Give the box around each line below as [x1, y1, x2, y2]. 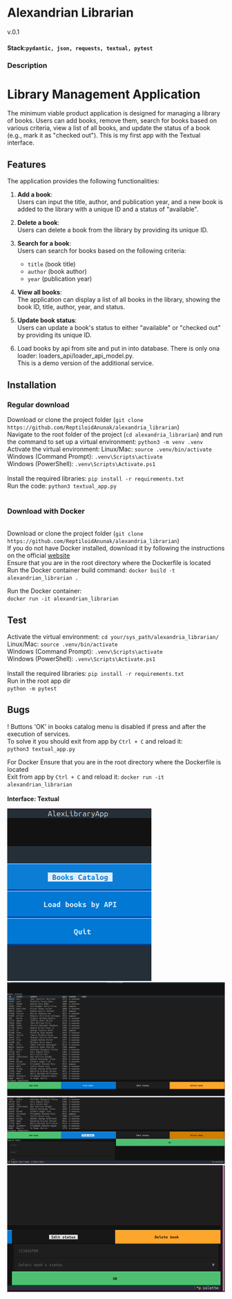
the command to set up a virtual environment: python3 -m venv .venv [7, 437, 204, 445]
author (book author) [27, 268, 88, 276]
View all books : [17, 288, 62, 297]
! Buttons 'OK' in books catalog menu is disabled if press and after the [7, 722, 206, 730]
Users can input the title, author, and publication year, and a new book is [17, 198, 223, 206]
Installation [7, 379, 57, 391]
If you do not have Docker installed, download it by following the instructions [7, 544, 225, 553]
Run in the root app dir [7, 676, 71, 685]
